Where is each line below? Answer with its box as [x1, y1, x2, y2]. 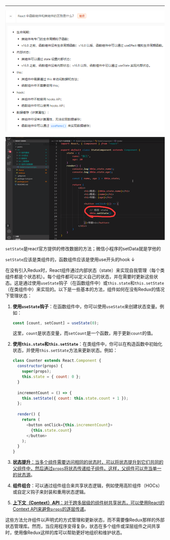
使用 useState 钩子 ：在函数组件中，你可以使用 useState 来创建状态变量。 [12, 303, 160, 309]
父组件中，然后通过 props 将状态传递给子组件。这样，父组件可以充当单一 [12, 465, 162, 471]
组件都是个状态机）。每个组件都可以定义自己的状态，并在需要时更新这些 [5, 273, 154, 279]
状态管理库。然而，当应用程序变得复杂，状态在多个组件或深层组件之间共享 [5, 523, 160, 529]
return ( [22, 417, 40, 422]
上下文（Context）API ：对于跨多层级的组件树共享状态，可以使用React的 [12, 500, 164, 506]
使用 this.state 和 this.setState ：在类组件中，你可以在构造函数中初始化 [12, 341, 163, 347]
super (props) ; [22, 369, 52, 374]
